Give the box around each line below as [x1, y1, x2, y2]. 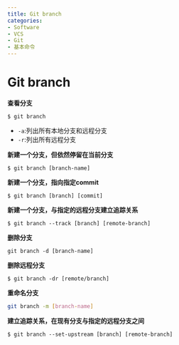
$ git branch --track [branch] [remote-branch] [7, 220, 151, 227]
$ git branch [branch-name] [7, 165, 91, 172]
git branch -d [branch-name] [7, 247, 94, 254]
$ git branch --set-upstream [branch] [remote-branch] [7, 331, 173, 338]
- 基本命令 [7, 43, 36, 51]
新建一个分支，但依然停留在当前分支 [7, 150, 114, 159]
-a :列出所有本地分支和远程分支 [17, 126, 108, 135]
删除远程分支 [7, 261, 45, 269]
